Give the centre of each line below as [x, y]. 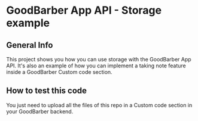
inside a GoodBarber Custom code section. [59, 72]
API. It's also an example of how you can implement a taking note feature [96, 66]
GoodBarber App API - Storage [84, 10]
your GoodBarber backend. [40, 111]
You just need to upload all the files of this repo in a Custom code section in [99, 105]
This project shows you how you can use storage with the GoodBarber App [99, 59]
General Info [30, 45]
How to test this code [47, 91]
